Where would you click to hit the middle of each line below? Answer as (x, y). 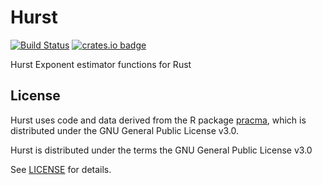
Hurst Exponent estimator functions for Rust (101, 64)
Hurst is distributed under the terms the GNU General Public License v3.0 (161, 150)
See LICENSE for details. (61, 169)
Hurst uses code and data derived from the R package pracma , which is (158, 120)
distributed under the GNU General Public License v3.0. (125, 130)
